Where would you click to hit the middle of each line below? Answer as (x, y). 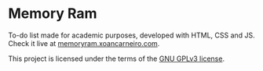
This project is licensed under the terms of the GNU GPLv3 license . (117, 59)
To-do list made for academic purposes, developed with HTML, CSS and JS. (131, 35)
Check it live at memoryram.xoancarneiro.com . (84, 43)
